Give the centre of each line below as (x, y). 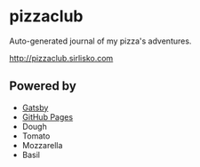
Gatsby (35, 107)
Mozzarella (42, 145)
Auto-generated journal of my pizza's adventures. (100, 41)
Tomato (36, 136)
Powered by (43, 86)
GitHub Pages (48, 116)
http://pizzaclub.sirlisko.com (61, 58)
